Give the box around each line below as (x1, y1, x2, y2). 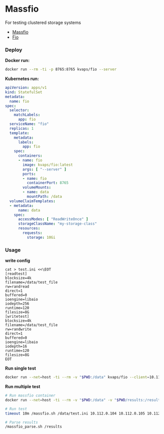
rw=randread (5, 284, 29, 289)
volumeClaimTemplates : (9, 199, 56, 204)
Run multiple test (5, 384, 41, 390)
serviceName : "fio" (9, 122, 49, 126)
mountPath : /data (26, 194, 62, 199)
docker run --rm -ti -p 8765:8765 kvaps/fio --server (5, 67, 117, 72)
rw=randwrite (5, 327, 32, 332)
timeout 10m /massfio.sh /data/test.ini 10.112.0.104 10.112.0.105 (5, 411, 145, 416)
